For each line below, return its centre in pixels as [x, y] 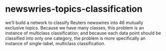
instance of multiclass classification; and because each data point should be [83, 33]
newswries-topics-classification [74, 9]
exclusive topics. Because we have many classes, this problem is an [75, 27]
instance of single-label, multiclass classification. [55, 43]
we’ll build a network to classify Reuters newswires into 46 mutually [74, 23]
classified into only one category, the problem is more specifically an [75, 38]
